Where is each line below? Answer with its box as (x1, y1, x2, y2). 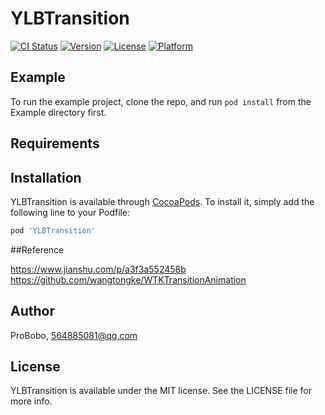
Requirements (10, 135, 100, 152)
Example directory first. (10, 106, 107, 118)
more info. (10, 395, 53, 407)
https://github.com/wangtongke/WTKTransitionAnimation (10, 273, 247, 286)
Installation (10, 169, 82, 186)
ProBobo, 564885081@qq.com (10, 329, 138, 341)
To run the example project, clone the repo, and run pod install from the (10, 95, 312, 107)
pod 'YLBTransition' (10, 225, 97, 236)
